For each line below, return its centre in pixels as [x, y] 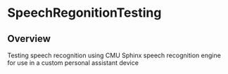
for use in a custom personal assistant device [73, 63]
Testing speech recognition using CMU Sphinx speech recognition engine [114, 55]
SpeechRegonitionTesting [84, 13]
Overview [29, 39]
